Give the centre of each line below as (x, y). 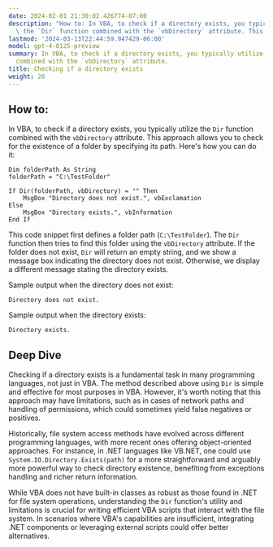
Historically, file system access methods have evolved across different (126, 434)
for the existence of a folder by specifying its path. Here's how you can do (133, 147)
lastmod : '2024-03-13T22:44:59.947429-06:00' (87, 39)
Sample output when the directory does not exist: (91, 285)
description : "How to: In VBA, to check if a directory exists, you (127, 24)
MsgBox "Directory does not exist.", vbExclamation (112, 199)
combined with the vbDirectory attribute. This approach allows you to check (136, 138)
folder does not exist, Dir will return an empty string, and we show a (123, 252)
